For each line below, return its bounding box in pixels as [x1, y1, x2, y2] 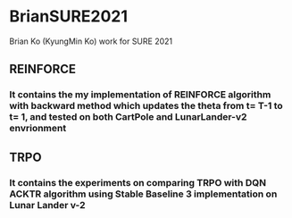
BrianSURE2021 [9, 6, 128, 27]
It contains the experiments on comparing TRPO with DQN [9, 176, 266, 189]
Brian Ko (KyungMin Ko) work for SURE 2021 [9, 36, 173, 46]
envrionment [9, 122, 67, 135]
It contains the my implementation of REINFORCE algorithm [9, 88, 271, 101]
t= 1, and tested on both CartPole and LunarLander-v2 [9, 111, 247, 123]
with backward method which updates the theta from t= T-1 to [9, 100, 283, 113]
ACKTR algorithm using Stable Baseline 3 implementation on [9, 188, 278, 200]
